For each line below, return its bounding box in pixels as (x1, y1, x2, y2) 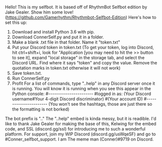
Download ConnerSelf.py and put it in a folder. (12, 34, 104, 40)
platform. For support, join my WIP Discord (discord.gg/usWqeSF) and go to (5, 131, 156, 137)
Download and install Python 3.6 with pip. (12, 29, 95, 34)
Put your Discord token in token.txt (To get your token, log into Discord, (12, 45, 154, 50)
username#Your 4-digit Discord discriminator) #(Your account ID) (12, 96, 143, 101)
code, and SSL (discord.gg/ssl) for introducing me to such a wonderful (5, 126, 146, 131)
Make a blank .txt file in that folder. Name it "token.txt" (12, 39, 120, 45)
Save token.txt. (12, 70, 42, 76)
